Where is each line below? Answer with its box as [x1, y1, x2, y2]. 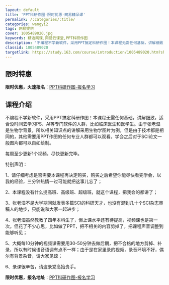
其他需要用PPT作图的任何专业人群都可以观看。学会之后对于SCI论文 [18, 133, 157, 139]
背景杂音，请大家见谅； [14, 253, 63, 259]
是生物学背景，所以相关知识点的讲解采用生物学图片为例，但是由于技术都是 [5, 127, 159, 133]
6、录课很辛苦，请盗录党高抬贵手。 [5, 264, 79, 270]
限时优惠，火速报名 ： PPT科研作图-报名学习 [5, 84, 96, 90]
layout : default [5, 7, 39, 13]
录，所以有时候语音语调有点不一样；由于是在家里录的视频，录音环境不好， [5, 247, 159, 253]
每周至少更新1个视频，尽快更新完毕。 [5, 151, 82, 157]
